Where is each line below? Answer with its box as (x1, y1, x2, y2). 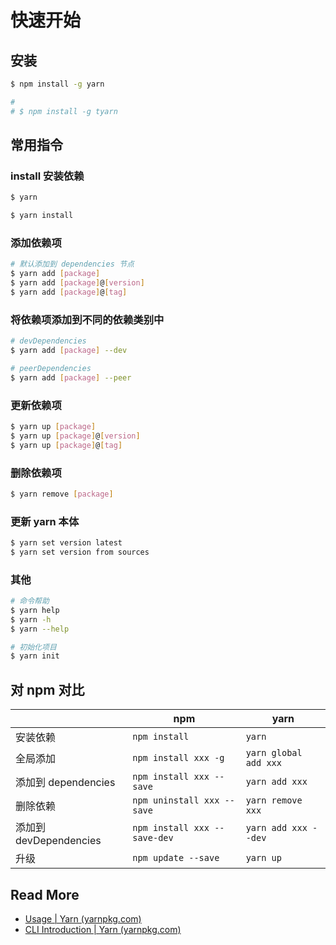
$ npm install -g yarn (10, 79, 105, 89)
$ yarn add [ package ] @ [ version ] (10, 278, 145, 288)
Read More (10, 886, 80, 903)
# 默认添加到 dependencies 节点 (10, 259, 135, 270)
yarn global (245, 747, 303, 759)
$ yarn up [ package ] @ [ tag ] (10, 440, 123, 450)
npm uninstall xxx (132, 795, 220, 806)
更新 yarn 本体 (10, 514, 80, 528)
